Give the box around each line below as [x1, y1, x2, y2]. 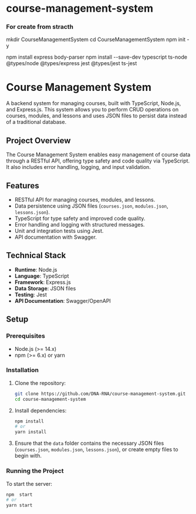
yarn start [6, 502, 33, 509]
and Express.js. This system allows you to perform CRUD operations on [6, 106, 179, 113]
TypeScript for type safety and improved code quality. [14, 215, 146, 222]
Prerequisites [6, 332, 45, 340]
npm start [6, 492, 33, 498]
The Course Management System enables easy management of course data [6, 151, 191, 158]
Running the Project [6, 467, 64, 475]
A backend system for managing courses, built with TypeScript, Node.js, [6, 100, 181, 107]
